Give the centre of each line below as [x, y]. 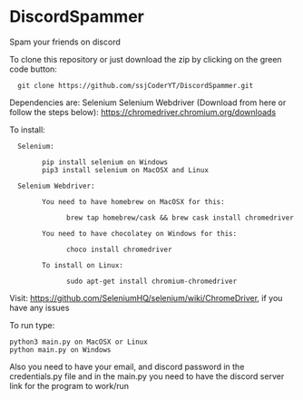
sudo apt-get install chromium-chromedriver [152, 281]
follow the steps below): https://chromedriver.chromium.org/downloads [143, 112]
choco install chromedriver [119, 249]
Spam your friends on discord [65, 42]
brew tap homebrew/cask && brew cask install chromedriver [181, 218]
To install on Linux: [83, 265]
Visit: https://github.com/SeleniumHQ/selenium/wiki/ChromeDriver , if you [146, 298]
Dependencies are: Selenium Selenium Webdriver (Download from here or [148, 102]
